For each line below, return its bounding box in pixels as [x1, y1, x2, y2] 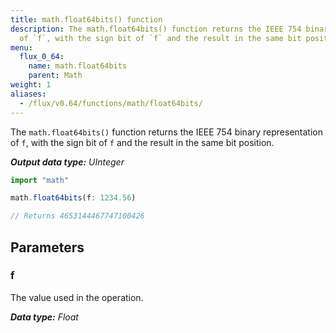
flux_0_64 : [19, 52, 65, 62]
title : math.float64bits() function [10, 14, 163, 25]
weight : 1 [10, 80, 52, 90]
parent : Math [28, 71, 83, 81]
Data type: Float [10, 311, 79, 323]
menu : [10, 42, 33, 53]
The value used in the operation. [10, 291, 144, 303]
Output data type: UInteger [10, 156, 125, 168]
